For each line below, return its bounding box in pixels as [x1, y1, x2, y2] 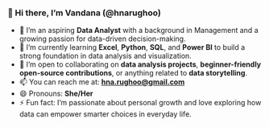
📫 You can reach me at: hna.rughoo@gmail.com [19, 77, 185, 87]
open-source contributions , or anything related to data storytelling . [19, 68, 247, 78]
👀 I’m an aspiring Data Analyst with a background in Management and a [19, 26, 259, 35]
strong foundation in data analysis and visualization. [19, 51, 192, 61]
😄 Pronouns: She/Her [19, 88, 93, 99]
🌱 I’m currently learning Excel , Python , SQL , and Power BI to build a [19, 43, 246, 52]
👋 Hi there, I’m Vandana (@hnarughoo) [7, 7, 162, 18]
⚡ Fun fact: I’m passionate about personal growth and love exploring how [19, 98, 262, 108]
